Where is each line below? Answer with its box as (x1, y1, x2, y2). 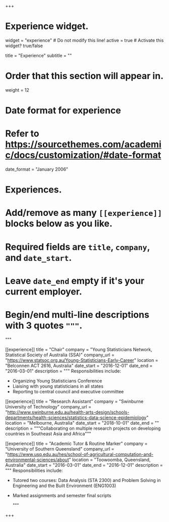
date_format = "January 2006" (5, 166, 69, 172)
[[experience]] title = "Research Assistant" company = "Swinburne (5, 398, 144, 404)
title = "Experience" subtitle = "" (5, 52, 72, 58)
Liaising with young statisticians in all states (12, 383, 103, 389)
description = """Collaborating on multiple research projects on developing (5, 425, 161, 431)
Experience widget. (5, 21, 89, 32)
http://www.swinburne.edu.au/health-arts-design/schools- (7, 409, 130, 415)
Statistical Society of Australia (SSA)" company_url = (5, 352, 115, 358)
